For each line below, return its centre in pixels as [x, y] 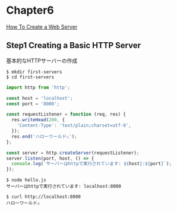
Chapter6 [30, 10]
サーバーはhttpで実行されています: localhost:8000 [64, 187]
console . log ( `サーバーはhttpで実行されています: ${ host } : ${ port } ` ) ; [92, 164]
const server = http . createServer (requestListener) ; [73, 153]
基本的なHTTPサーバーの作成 [42, 61]
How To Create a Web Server [42, 27]
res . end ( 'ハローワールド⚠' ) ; [44, 136]
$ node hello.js [26, 180]
